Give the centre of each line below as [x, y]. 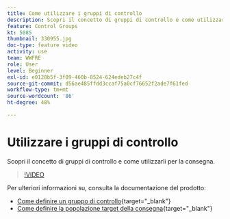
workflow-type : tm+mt [38, 90]
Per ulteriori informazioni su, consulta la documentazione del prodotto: [107, 188]
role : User [23, 64]
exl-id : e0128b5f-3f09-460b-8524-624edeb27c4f [75, 77]
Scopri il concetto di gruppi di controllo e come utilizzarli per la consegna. [111, 161]
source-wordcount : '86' [41, 96]
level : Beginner [30, 70]
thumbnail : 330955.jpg [39, 39]
